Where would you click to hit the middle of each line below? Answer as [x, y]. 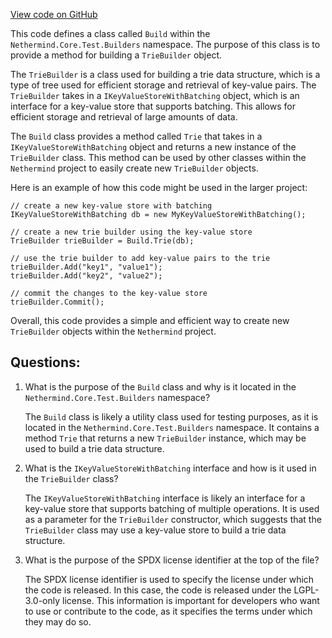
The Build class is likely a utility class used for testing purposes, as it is [171, 416]
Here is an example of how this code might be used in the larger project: [159, 187]
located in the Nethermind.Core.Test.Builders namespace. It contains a [172, 427]
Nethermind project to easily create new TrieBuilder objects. [134, 168]
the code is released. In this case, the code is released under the [158, 590]
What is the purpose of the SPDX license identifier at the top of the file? [172, 560]
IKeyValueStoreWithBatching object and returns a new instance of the [153, 147]
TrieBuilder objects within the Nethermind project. [113, 331]
